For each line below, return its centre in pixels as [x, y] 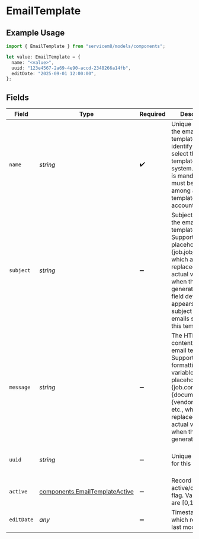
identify [182, 146]
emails [180, 319]
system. [182, 169]
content [182, 343]
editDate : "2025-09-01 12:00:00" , [54, 73]
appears [183, 304]
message [20, 388]
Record [181, 480]
